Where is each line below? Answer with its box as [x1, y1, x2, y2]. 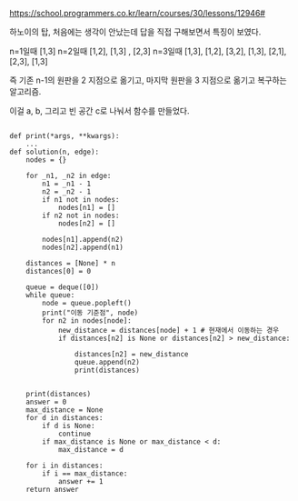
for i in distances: [25, 461, 104, 470]
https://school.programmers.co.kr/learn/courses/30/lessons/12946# [9, 8, 266, 18]
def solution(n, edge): [9, 147, 100, 156]
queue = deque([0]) [25, 283, 100, 292]
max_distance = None [25, 406, 104, 415]
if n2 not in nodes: [42, 211, 120, 220]
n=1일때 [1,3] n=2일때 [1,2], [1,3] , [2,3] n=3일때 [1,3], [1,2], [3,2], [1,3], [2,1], [9, 45, 287, 56]
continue [57, 429, 92, 438]
